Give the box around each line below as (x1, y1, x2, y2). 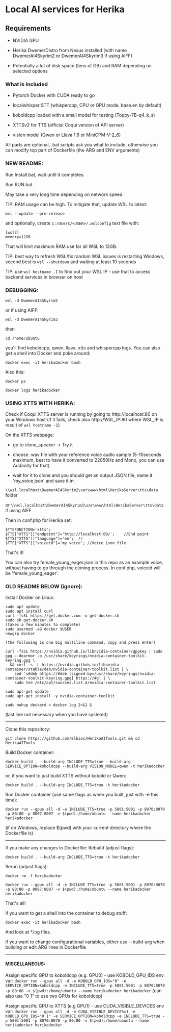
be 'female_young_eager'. (5, 570, 59, 576)
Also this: (5, 369, 25, 375)
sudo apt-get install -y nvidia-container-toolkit (5, 694, 115, 699)
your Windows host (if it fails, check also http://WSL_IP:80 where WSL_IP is (5, 417, 164, 423)
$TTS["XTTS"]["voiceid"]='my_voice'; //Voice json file (5, 541, 126, 546)
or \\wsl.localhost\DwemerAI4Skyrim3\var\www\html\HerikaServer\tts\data (5, 502, 164, 508)
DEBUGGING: (5, 287, 39, 294)
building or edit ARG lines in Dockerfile (5, 944, 87, 950)
